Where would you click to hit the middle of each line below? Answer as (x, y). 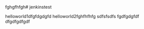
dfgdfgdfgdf (18, 22)
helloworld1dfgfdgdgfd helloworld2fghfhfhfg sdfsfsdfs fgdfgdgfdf (72, 16)
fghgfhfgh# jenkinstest (29, 7)
